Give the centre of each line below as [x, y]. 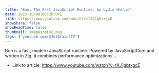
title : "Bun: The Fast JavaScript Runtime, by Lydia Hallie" [69, 9]
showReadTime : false [26, 28]
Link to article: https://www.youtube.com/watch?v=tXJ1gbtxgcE [76, 65]
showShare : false [23, 23]
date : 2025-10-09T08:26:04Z [34, 14]
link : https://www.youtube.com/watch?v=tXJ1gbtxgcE [59, 18]
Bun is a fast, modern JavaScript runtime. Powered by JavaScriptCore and [80, 50]
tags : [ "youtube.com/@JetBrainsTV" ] [42, 37]
